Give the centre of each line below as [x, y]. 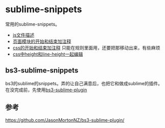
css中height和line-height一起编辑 [48, 54]
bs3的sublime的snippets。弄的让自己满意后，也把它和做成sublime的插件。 [84, 83]
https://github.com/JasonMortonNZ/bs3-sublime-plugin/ [65, 120]
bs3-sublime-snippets [42, 71]
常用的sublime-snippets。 [33, 24]
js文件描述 [23, 35]
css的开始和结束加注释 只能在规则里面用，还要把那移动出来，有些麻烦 [86, 47]
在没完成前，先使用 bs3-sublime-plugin [46, 90]
